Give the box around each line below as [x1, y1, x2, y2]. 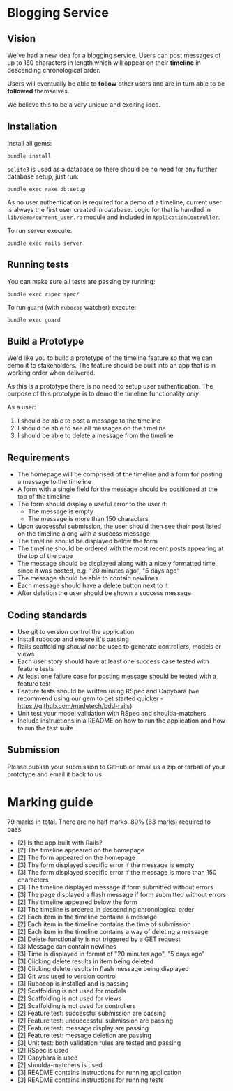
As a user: [7, 403, 36, 412]
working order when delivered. [7, 368, 96, 377]
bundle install [7, 152, 52, 160]
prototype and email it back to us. [7, 769, 104, 778]
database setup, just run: [7, 172, 79, 181]
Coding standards [7, 609, 87, 621]
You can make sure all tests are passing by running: [7, 277, 156, 285]
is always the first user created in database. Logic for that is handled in [7, 205, 211, 213]
